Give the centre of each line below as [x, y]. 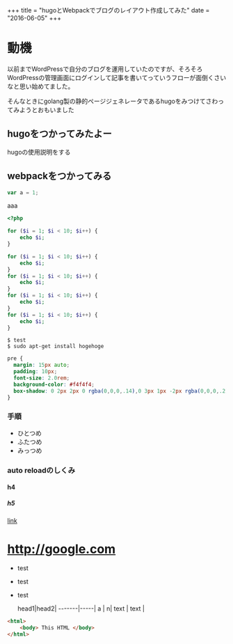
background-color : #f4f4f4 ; [54, 384]
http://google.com [62, 549]
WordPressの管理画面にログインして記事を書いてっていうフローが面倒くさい [117, 77]
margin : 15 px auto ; [42, 365]
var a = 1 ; [23, 193]
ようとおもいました [47, 109]
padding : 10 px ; [35, 372]
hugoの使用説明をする [39, 152]
